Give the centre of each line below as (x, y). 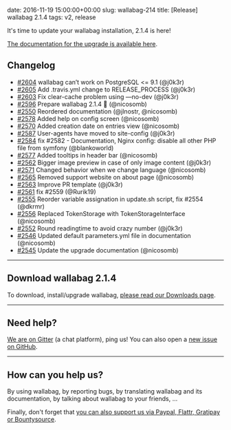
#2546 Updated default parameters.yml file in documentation (104, 235)
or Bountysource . (32, 420)
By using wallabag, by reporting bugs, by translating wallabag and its (105, 391)
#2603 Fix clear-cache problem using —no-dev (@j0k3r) (98, 96)
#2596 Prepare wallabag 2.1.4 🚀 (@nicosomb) (82, 104)
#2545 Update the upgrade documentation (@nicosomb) (98, 250)
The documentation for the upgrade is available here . (82, 44)
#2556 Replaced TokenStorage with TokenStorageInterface (101, 213)
